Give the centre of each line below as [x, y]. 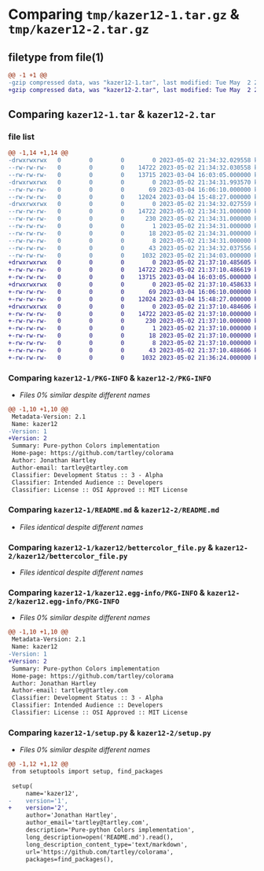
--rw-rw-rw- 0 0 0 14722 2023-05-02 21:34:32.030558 [130, 168]
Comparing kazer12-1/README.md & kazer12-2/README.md [114, 510]
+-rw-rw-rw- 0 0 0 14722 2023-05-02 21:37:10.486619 [130, 270]
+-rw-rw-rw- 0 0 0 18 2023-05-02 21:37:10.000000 [130, 336]
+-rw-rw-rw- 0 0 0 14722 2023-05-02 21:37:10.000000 [130, 314]
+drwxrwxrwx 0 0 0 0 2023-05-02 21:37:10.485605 [130, 263]
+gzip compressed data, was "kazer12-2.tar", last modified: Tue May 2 [130, 90]
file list [22, 137]
